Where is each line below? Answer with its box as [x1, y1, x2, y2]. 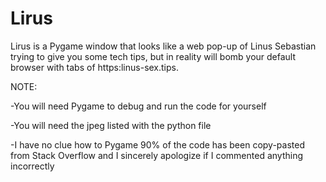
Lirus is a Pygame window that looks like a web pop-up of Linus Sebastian [10, 40, 317, 52]
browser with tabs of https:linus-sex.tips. [10, 61, 180, 73]
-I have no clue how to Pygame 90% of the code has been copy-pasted [10, 138, 305, 151]
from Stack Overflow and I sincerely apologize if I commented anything [10, 149, 304, 161]
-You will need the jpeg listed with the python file [10, 119, 212, 131]
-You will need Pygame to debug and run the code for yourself [10, 100, 267, 112]
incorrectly [10, 160, 55, 172]
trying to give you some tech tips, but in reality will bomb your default [10, 50, 297, 62]
